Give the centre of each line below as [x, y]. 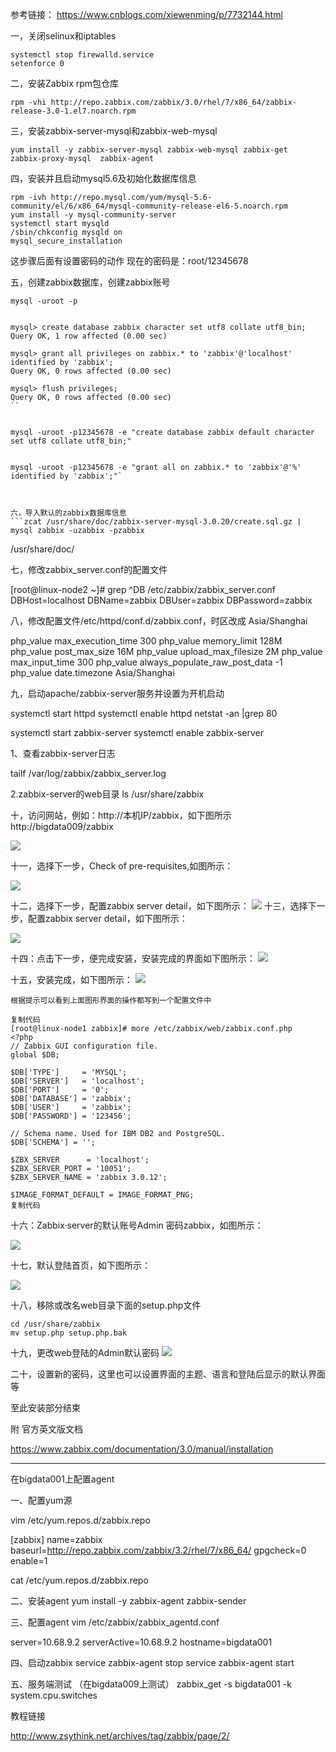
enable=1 [29, 1561]
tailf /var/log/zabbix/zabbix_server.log [88, 773]
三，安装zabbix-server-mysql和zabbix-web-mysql [114, 131]
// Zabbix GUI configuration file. [84, 1046]
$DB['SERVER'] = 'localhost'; [77, 1081]
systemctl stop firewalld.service [82, 55]
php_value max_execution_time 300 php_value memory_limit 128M [146, 641]
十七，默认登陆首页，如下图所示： [80, 1265]
